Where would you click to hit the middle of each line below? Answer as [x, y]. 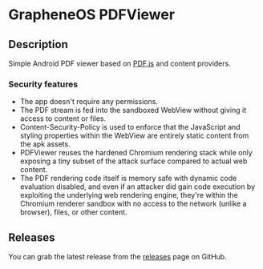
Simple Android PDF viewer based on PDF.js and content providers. [119, 63]
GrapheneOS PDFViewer [91, 15]
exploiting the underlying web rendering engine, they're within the [129, 195]
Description [38, 44]
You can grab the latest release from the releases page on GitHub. [117, 257]
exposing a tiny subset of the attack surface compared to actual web [134, 161]
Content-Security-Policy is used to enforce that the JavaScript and [130, 127]
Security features [43, 84]
